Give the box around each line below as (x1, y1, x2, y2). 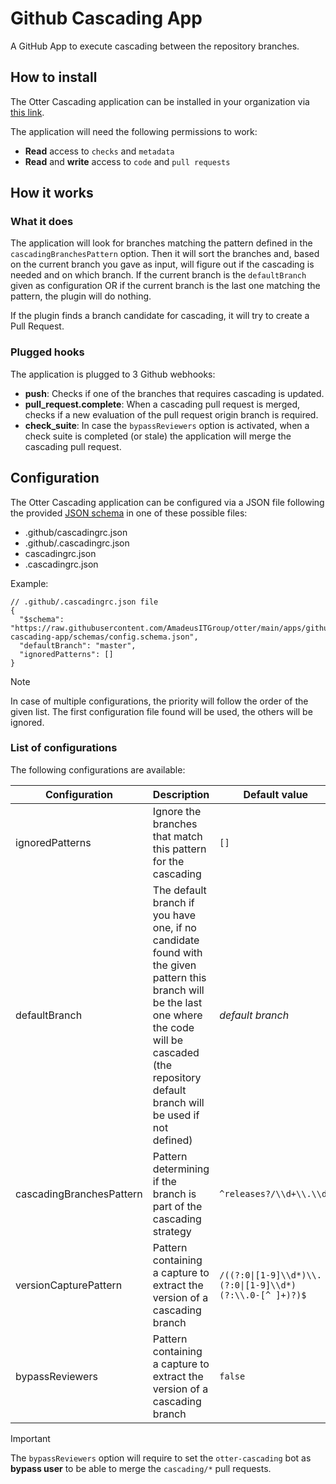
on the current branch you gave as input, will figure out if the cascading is (10, 258, 315, 271)
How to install (10, 69, 98, 86)
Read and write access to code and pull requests (24, 155, 231, 167)
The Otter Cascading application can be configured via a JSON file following (10, 496, 325, 508)
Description (152, 787, 210, 801)
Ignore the (152, 804, 202, 818)
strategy (152, 1224, 192, 1238)
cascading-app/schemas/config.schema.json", (10, 632, 199, 642)
